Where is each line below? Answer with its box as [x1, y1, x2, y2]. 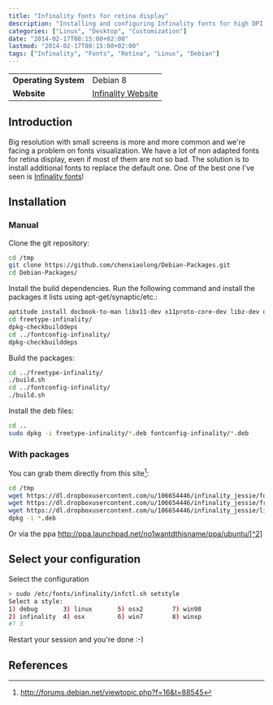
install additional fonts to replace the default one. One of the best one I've [8, 163, 254, 172]
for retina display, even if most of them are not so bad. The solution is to [8, 154, 249, 163]
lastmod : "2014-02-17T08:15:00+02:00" [8, 42, 140, 50]
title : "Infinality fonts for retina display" [8, 11, 169, 20]
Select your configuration [8, 552, 141, 566]
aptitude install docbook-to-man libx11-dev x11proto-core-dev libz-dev [8, 308, 260, 316]
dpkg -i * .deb [8, 514, 57, 523]
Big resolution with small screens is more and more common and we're [8, 137, 246, 146]
